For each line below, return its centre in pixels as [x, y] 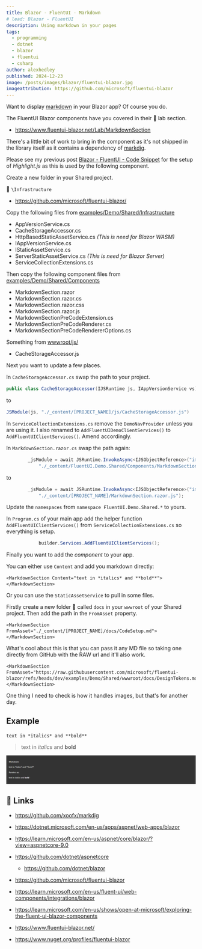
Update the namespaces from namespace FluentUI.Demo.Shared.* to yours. [96, 507]
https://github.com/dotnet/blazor [65, 868]
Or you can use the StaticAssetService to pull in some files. [80, 596]
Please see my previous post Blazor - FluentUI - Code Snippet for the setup [100, 160]
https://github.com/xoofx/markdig [57, 815]
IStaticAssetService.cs [43, 250]
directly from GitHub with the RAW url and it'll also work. [76, 655]
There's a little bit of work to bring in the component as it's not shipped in [97, 142]
